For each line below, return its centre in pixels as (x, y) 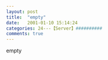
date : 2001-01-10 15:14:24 (42, 23)
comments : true (25, 34)
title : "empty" (26, 17)
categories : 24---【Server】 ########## (54, 28)
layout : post (22, 12)
